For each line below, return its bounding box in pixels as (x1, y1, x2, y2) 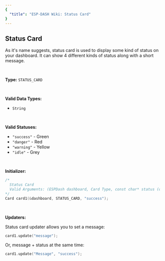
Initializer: (5, 168, 26, 174)
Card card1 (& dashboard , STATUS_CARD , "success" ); (5, 196, 109, 201)
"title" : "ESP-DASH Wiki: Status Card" (9, 12, 91, 17)
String (12, 106, 26, 111)
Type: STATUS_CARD (5, 77, 43, 83)
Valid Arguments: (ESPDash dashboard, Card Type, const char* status (9, 187, 155, 191)
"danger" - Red (12, 139, 43, 145)
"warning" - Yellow (12, 144, 50, 150)
